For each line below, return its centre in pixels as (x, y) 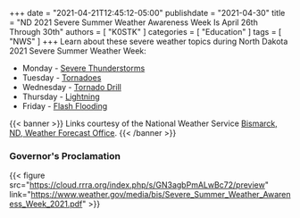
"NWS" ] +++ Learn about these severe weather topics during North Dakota (149, 41)
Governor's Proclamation (65, 155)
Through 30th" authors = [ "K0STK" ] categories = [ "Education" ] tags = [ (146, 32)
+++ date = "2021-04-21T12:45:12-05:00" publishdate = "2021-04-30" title (147, 13)
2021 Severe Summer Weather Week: (78, 51)
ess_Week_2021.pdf (46, 204)
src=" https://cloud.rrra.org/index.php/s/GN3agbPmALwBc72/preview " (139, 185)
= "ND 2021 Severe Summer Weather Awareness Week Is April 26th (134, 22)
